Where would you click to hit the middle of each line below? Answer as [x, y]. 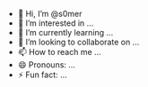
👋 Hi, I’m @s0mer [50, 14]
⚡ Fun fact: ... [42, 75]
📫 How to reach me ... [59, 52]
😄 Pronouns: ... [47, 65]
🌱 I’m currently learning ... [65, 32]
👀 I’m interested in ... [56, 23]
